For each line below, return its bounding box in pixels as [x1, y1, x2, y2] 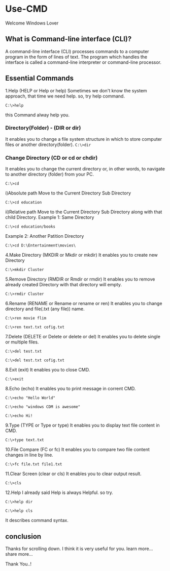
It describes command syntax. [5, 517, 69, 524]
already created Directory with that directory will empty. [5, 282, 122, 288]
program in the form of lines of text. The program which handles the [5, 54, 148, 60]
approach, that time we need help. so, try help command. [5, 93, 125, 99]
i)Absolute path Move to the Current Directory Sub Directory [5, 190, 131, 196]
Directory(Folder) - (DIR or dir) [5, 125, 81, 132]
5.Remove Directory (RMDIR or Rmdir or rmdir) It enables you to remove [5, 276, 155, 282]
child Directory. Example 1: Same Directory [5, 214, 94, 220]
